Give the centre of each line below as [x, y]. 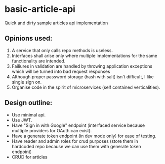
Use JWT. [22, 120]
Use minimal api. [29, 114]
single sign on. [27, 82]
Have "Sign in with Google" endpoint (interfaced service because [78, 125]
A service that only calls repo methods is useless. [62, 50]
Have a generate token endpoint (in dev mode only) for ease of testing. [84, 136]
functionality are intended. [39, 61]
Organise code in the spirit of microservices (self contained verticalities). [86, 87]
